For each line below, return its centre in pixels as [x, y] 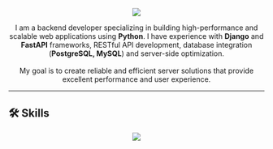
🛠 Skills [29, 113]
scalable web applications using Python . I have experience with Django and [136, 36]
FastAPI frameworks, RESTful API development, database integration [136, 45]
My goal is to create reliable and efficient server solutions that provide [136, 70]
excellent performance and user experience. [136, 79]
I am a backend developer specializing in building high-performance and [136, 28]
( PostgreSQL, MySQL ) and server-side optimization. [136, 53]
